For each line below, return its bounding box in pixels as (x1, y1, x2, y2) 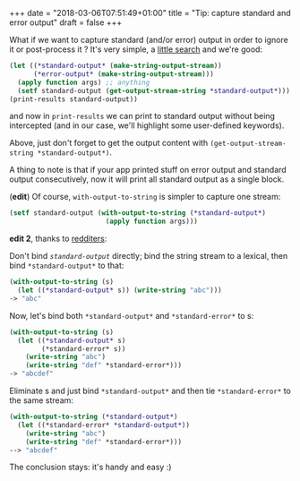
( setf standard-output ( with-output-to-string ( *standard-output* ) (9, 209, 267, 218)
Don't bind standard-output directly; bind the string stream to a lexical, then (9, 251, 288, 262)
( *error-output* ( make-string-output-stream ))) (32, 69, 215, 79)
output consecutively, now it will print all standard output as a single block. (9, 174, 285, 185)
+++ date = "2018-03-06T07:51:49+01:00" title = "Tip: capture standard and (9, 8, 291, 18)
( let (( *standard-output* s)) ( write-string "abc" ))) (17, 286, 222, 295)
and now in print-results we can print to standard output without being (9, 111, 276, 122)
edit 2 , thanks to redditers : (9, 233, 107, 245)
